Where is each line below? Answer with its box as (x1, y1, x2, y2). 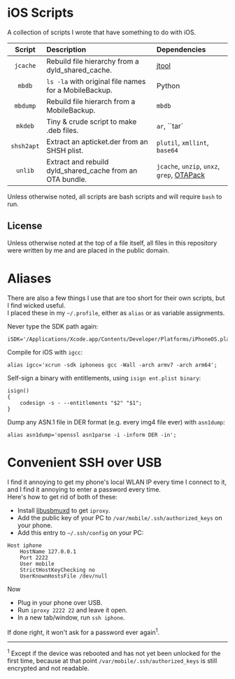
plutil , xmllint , (156, 138, 209, 148)
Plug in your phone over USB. (17, 598, 103, 606)
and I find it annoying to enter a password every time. (7, 485, 161, 494)
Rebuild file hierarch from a (46, 97, 136, 106)
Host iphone (7, 542, 42, 549)
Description (46, 44, 86, 54)
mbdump (14, 101, 36, 110)
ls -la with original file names (46, 76, 146, 86)
